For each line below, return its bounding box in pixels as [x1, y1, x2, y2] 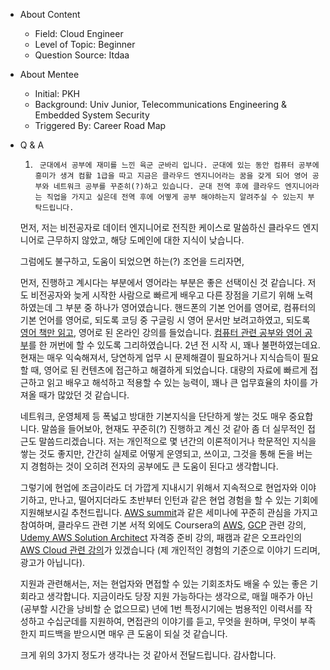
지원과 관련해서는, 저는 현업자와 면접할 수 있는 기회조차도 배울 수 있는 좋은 [19, 578, 308, 589]
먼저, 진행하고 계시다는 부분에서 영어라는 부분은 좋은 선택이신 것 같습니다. [19, 277, 306, 288]
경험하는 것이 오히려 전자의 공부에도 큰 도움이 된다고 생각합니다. [30, 460, 279, 472]
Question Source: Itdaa [34, 49, 130, 61]
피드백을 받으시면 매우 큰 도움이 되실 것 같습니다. [38, 628, 228, 639]
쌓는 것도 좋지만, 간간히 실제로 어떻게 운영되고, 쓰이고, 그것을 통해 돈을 [19, 448, 295, 459]
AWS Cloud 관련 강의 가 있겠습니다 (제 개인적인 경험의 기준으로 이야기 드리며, [19, 544, 321, 556]
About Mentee [19, 69, 80, 80]
